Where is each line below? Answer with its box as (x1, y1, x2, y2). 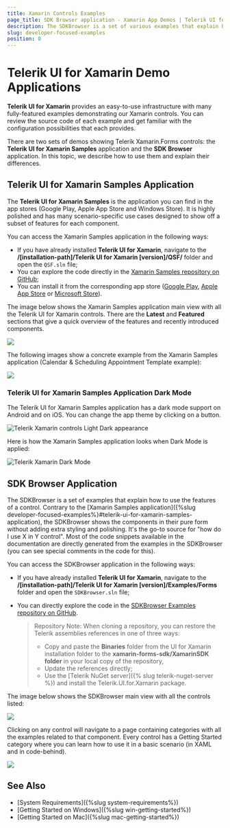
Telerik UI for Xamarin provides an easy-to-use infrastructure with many (7, 102, 212, 110)
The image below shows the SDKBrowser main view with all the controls (7, 692, 211, 700)
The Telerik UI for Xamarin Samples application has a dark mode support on (7, 404, 221, 412)
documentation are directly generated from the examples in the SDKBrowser (7, 539, 222, 548)
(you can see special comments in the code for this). (7, 546, 155, 555)
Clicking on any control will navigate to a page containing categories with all (7, 725, 221, 733)
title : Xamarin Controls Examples (7, 10, 106, 17)
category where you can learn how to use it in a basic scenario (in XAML (7, 740, 212, 748)
